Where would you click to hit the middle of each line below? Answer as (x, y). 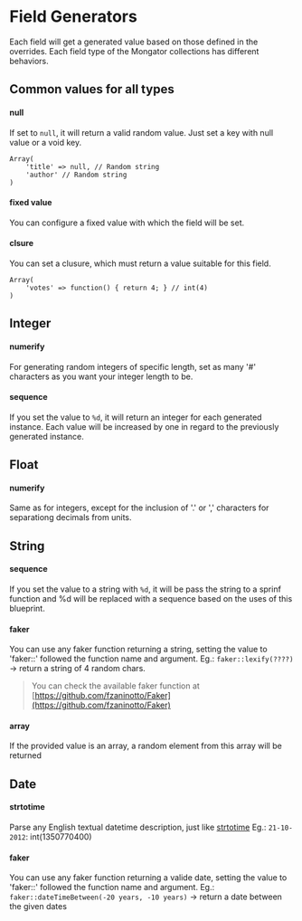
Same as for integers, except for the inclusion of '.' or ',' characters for (139, 508)
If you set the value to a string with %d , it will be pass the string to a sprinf (146, 589)
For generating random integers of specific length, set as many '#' (132, 366)
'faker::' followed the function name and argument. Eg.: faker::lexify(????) (151, 659)
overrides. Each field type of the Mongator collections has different (134, 51)
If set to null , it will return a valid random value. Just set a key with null (142, 132)
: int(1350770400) (59, 836)
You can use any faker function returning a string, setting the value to (139, 650)
